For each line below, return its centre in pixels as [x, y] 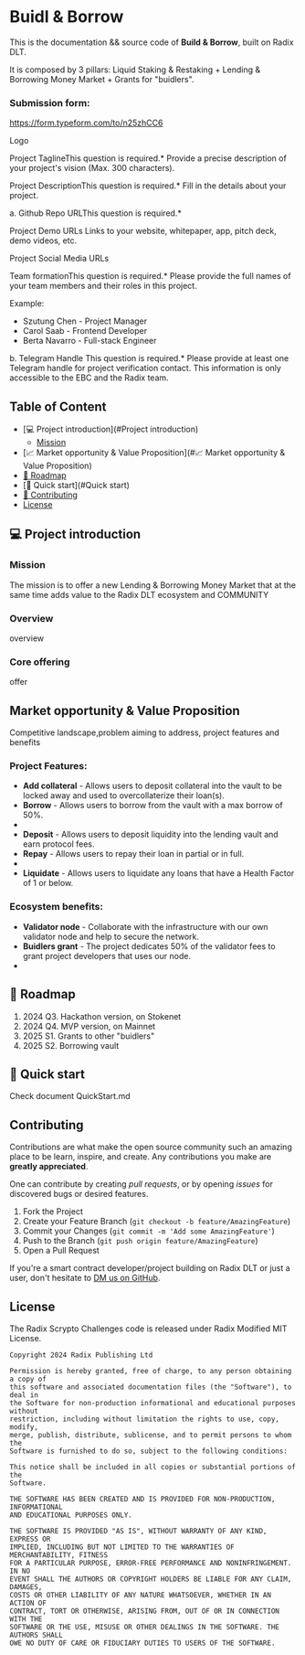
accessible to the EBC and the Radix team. [89, 378]
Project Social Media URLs [59, 259]
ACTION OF [28, 1603]
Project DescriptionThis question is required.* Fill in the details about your [148, 186]
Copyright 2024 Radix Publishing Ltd [81, 1355]
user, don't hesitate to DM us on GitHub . [85, 1278]
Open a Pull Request [61, 1251]
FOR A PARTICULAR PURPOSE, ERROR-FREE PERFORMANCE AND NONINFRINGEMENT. [151, 1563]
